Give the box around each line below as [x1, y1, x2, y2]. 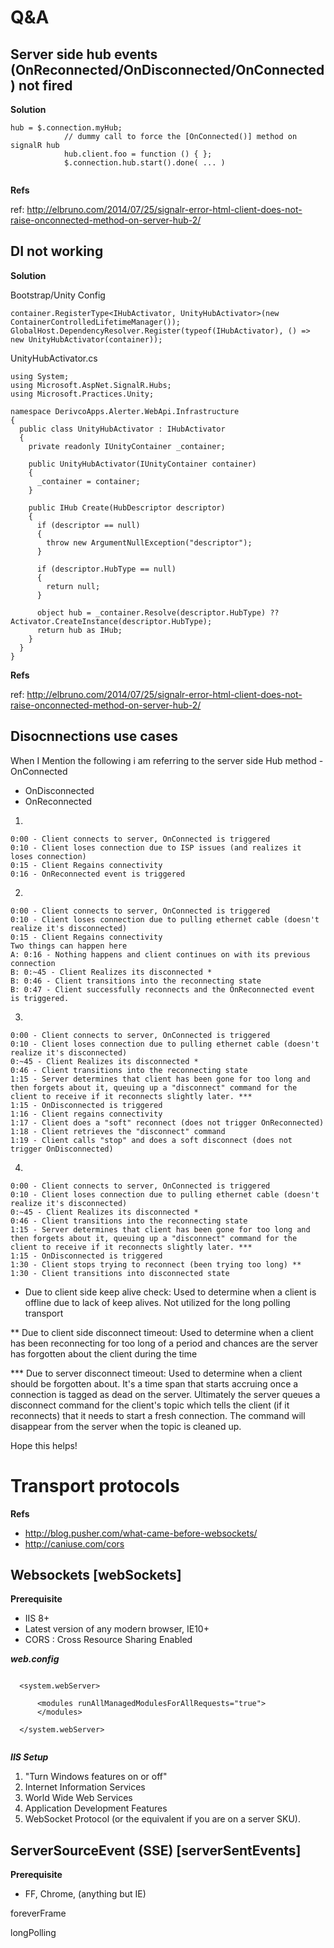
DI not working [10, 243, 104, 260]
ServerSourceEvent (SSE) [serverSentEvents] [10, 1842, 302, 1859]
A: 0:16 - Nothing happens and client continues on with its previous [10, 949, 311, 960]
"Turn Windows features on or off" [24, 1771, 168, 1783]
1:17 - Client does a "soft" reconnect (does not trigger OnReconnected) [10, 1117, 325, 1128]
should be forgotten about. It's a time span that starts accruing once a [10, 1377, 299, 1390]
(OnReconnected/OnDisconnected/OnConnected [10, 61, 325, 78]
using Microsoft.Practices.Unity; [10, 389, 155, 399]
